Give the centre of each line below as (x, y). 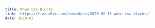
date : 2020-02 (19, 18)
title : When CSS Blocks (29, 9)
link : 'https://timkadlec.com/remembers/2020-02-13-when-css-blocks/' (78, 14)
